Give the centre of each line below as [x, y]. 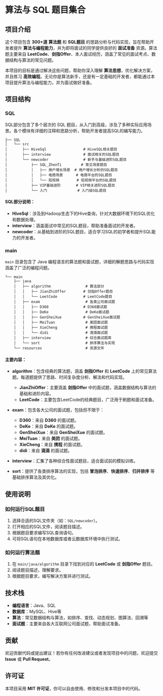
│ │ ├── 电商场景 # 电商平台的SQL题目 [59, 175]
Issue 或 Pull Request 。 [29, 659]
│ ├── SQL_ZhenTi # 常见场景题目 [56, 165]
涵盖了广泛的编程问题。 [28, 268]
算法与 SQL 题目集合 [45, 10]
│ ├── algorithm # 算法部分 [59, 287]
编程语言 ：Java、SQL [34, 606]
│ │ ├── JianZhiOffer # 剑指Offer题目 [63, 291]
